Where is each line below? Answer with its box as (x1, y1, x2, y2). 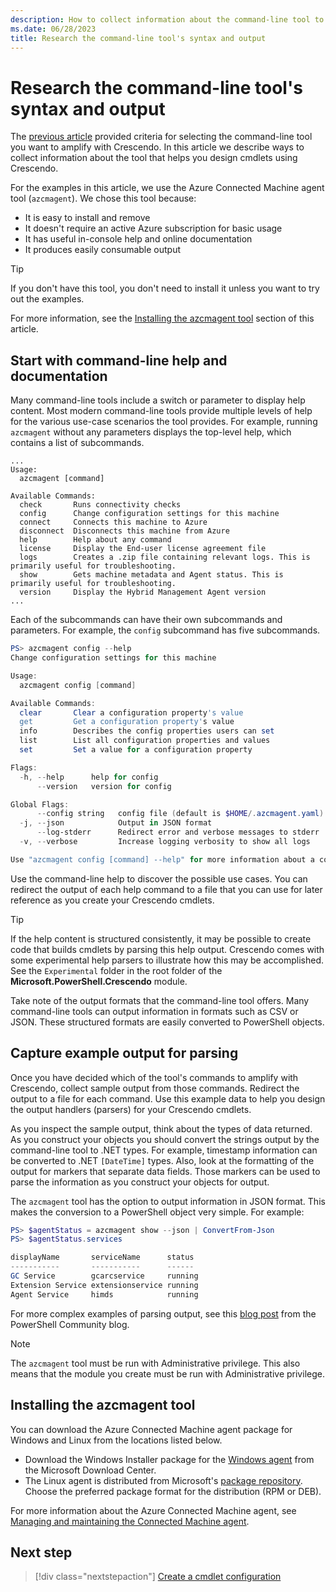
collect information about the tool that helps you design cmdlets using (10, 152, 298, 164)
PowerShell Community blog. (10, 1318, 130, 1330)
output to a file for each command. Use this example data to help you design (10, 1092, 326, 1105)
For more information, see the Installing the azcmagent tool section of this (10, 312, 315, 325)
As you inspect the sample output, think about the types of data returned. (10, 1122, 313, 1135)
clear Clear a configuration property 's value (19, 707, 244, 718)
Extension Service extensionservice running (10, 1280, 199, 1290)
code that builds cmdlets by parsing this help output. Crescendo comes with (10, 943, 325, 955)
